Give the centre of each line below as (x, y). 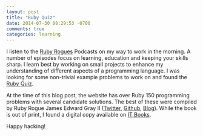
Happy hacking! (26, 126)
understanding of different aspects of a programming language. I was (93, 71)
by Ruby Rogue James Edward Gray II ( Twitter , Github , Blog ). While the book (101, 108)
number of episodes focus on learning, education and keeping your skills (97, 58)
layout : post (23, 12)
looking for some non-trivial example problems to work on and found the (97, 77)
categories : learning (34, 34)
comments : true (25, 29)
